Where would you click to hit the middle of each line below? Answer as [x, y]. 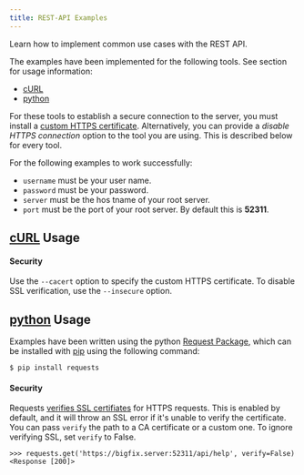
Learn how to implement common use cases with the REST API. [128, 44]
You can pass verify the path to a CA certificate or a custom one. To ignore [151, 428]
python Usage [50, 319]
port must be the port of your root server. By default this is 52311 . [146, 209]
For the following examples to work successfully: [101, 162]
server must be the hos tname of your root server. [117, 199]
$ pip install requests [55, 368]
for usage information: [51, 71]
